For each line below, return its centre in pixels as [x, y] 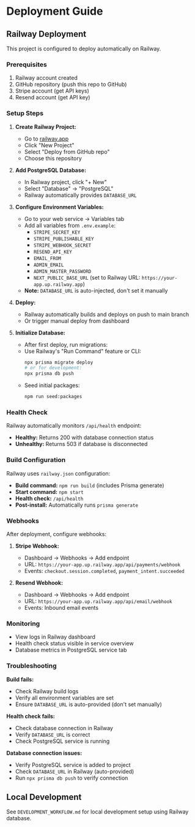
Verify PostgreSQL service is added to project [73, 764]
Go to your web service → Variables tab [74, 218]
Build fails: [20, 679]
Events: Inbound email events [61, 607]
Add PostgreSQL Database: [51, 170]
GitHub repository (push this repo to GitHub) [71, 85]
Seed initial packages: [52, 385]
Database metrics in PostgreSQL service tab [71, 650]
